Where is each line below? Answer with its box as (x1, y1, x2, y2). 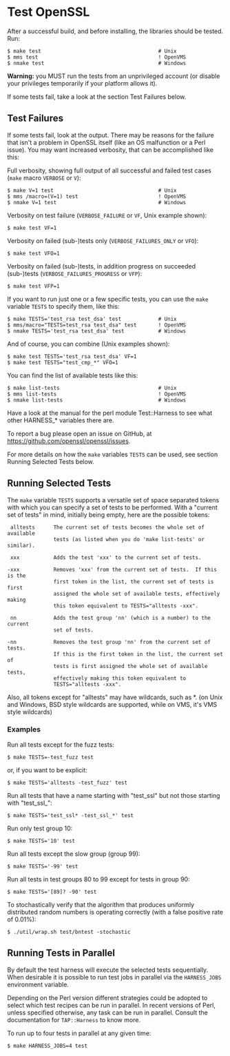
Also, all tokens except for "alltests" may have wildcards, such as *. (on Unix (7, 693, 223, 701)
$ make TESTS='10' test (7, 837, 76, 844)
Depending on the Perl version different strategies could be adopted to (7, 993, 208, 1001)
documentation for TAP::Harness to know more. (7, 1015, 141, 1024)
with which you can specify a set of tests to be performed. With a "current (7, 503, 218, 511)
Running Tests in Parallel (7, 947, 116, 959)
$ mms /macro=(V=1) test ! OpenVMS (7, 193, 187, 200)
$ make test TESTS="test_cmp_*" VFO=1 (7, 359, 118, 366)
